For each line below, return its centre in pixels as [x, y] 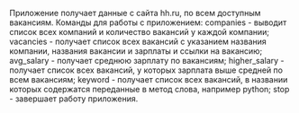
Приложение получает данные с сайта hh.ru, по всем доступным [135, 13]
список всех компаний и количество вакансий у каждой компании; [140, 32]
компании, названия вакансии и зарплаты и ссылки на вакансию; [136, 51]
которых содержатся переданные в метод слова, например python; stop [149, 89]
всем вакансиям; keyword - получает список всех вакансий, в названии [149, 79]
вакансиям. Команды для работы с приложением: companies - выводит [148, 22]
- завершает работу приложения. [74, 99]
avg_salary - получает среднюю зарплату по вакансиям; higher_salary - [147, 61]
